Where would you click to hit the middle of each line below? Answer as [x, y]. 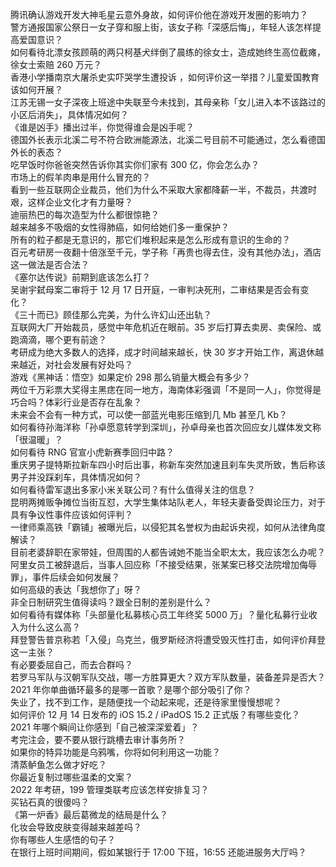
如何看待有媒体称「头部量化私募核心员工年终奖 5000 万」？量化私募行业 [159, 614]
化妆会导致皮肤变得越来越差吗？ [76, 827]
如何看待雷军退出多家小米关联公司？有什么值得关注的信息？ [133, 489]
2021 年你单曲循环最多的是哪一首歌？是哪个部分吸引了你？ [131, 689]
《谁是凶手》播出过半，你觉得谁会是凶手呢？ [102, 127]
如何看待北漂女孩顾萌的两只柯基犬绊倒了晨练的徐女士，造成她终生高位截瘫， [168, 52]
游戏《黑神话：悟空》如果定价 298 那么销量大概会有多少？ [130, 377]
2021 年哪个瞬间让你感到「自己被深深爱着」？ [105, 727]
